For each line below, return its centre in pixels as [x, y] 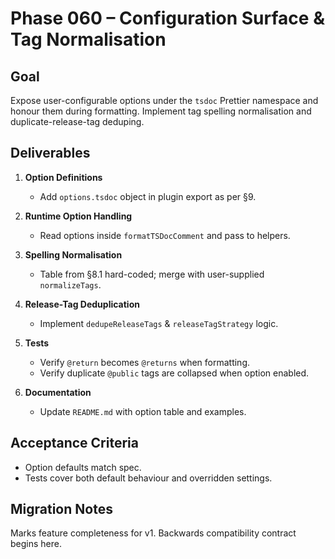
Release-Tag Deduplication [82, 304]
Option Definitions [63, 177]
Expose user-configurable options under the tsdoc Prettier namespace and [164, 100]
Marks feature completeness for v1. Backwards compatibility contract [153, 533]
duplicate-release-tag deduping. [77, 121]
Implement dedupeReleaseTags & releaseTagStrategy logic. [159, 323]
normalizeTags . [70, 284]
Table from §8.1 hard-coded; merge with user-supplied [152, 274]
